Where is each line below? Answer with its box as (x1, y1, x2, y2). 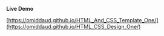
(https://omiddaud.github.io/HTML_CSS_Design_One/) (6, 23, 141, 30)
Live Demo (6, 5, 34, 12)
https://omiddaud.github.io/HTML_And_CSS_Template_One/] (8, 17, 159, 23)
